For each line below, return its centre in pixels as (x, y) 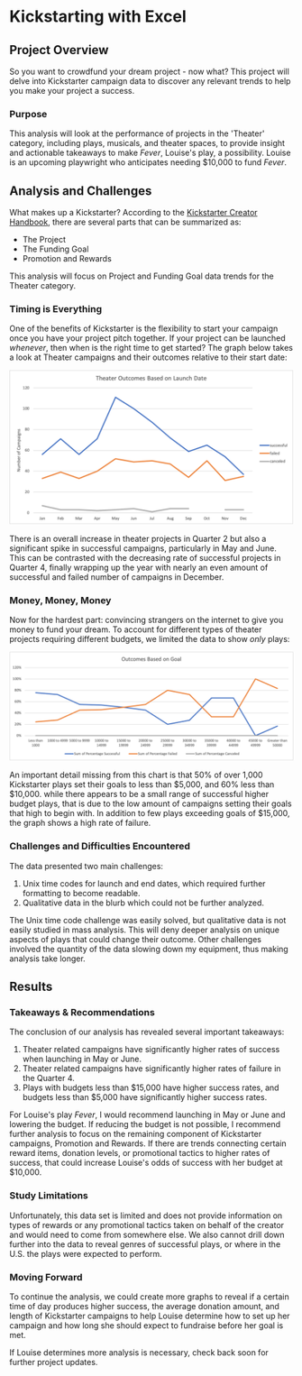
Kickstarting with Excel (98, 17)
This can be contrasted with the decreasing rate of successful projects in (145, 558)
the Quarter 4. (48, 1078)
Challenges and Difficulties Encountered (100, 847)
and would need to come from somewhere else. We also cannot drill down (147, 1234)
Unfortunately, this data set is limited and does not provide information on (146, 1215)
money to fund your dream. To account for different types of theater (136, 629)
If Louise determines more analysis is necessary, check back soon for (139, 1352)
